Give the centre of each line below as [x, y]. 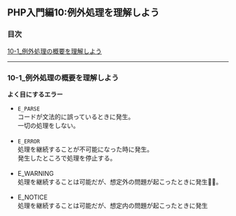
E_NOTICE [32, 197]
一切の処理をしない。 [48, 125]
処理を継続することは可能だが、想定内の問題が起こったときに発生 [113, 205]
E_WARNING [35, 173]
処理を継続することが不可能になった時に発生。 [85, 149]
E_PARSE [28, 109]
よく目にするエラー [35, 94]
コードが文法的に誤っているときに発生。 [76, 116]
